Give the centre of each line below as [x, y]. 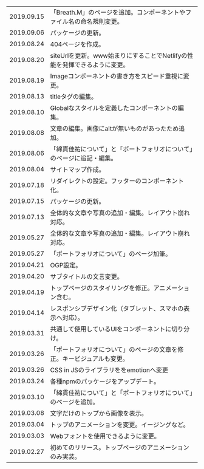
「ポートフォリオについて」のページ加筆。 [111, 254]
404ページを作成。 [77, 44]
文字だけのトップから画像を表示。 [99, 413]
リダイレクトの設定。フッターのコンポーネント [117, 181]
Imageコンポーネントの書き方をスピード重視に [117, 76]
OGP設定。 [66, 265]
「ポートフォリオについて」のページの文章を [114, 350]
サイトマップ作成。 [77, 169]
